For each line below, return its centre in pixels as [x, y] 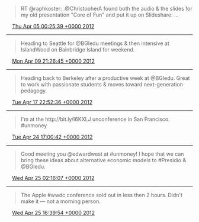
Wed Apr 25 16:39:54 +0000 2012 [53, 213]
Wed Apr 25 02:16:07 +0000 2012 [53, 178]
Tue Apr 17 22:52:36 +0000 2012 [52, 102]
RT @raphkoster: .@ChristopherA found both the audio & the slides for [106, 9]
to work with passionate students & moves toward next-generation [102, 84]
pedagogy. [34, 91]
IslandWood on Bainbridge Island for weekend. [78, 49]
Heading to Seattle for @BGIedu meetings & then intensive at [95, 43]
